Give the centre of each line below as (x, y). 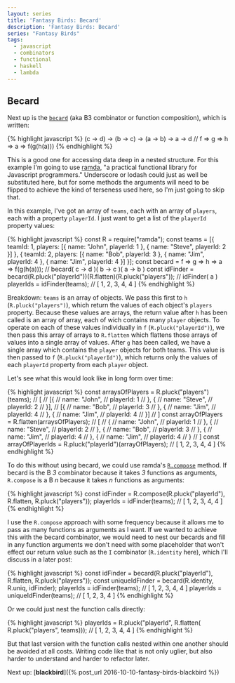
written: (18, 125)
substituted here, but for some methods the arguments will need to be (108, 183)
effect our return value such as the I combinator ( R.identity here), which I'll (117, 552)
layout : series (29, 14)
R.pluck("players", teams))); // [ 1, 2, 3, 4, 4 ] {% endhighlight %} (100, 630)
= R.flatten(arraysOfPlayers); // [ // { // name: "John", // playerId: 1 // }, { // (113, 422)
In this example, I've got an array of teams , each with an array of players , (112, 211)
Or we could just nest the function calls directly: (76, 609)
